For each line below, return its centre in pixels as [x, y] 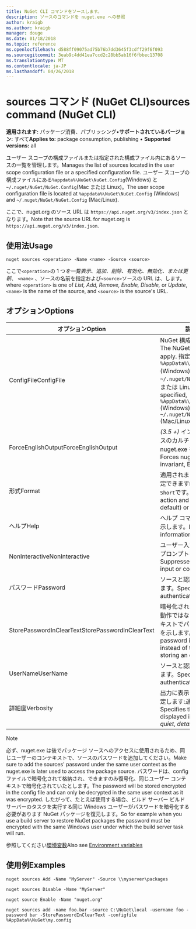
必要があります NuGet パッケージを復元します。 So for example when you [94, 814]
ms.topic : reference [31, 44]
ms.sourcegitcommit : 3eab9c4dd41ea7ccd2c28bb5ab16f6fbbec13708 [85, 55]
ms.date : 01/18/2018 [31, 39]
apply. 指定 [175, 356]
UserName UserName [38, 673]
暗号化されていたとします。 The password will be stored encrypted [106, 786]
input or [171, 569]
